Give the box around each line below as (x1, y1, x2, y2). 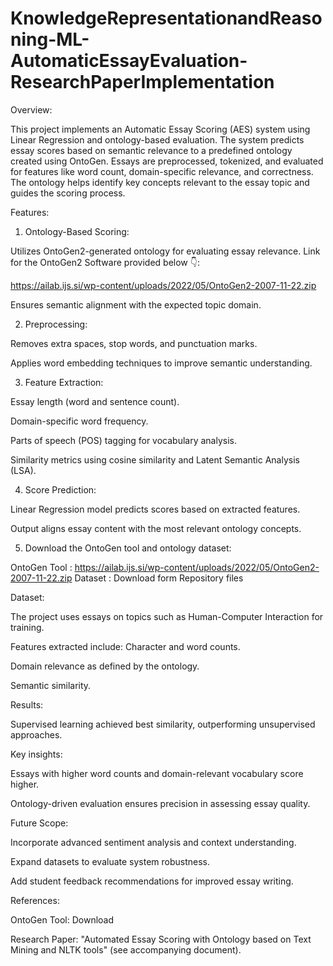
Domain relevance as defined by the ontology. (10, 660, 200, 672)
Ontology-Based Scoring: (24, 225, 130, 237)
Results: (10, 698, 44, 711)
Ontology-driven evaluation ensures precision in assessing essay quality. (10, 797, 311, 809)
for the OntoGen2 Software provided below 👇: (10, 256, 200, 268)
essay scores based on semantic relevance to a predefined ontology (10, 144, 293, 156)
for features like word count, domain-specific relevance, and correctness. (10, 165, 314, 177)
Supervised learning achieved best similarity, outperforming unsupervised (10, 718, 316, 730)
